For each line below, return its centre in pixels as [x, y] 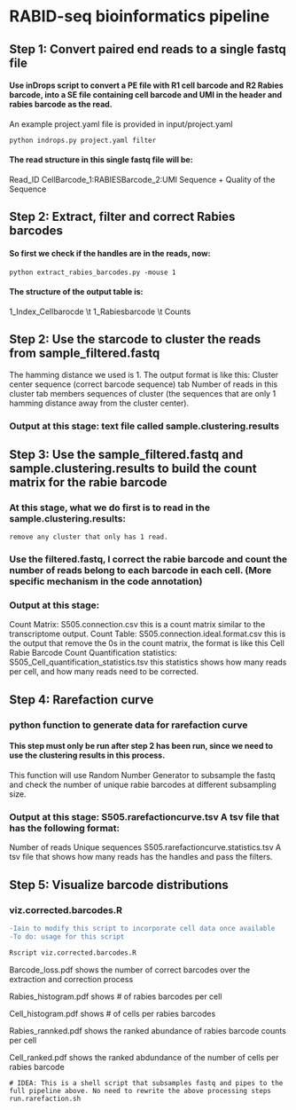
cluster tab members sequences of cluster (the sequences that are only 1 [143, 393]
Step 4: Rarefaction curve [82, 700]
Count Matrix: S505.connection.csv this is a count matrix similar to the [137, 625]
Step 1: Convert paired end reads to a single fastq [148, 49]
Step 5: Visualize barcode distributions [119, 885]
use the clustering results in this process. [87, 755]
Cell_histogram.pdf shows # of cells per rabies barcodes [113, 1013]
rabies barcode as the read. [61, 105]
